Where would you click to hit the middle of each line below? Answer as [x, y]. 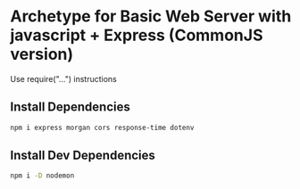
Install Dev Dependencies [83, 156]
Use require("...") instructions [63, 78]
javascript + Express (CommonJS [137, 35]
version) [42, 54]
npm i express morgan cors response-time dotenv [102, 127]
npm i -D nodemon [42, 176]
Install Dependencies [70, 107]
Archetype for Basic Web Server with [151, 16]
